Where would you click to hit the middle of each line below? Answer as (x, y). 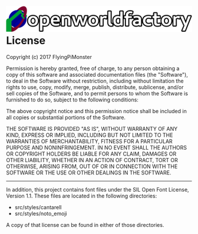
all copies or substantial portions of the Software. (66, 117)
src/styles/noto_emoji (41, 213)
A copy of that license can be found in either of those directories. (85, 225)
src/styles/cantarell (38, 207)
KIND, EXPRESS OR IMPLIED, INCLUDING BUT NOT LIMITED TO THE (90, 135)
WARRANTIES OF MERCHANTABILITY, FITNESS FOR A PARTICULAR (89, 141)
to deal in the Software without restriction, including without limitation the (95, 81)
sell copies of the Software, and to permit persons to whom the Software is (97, 93)
